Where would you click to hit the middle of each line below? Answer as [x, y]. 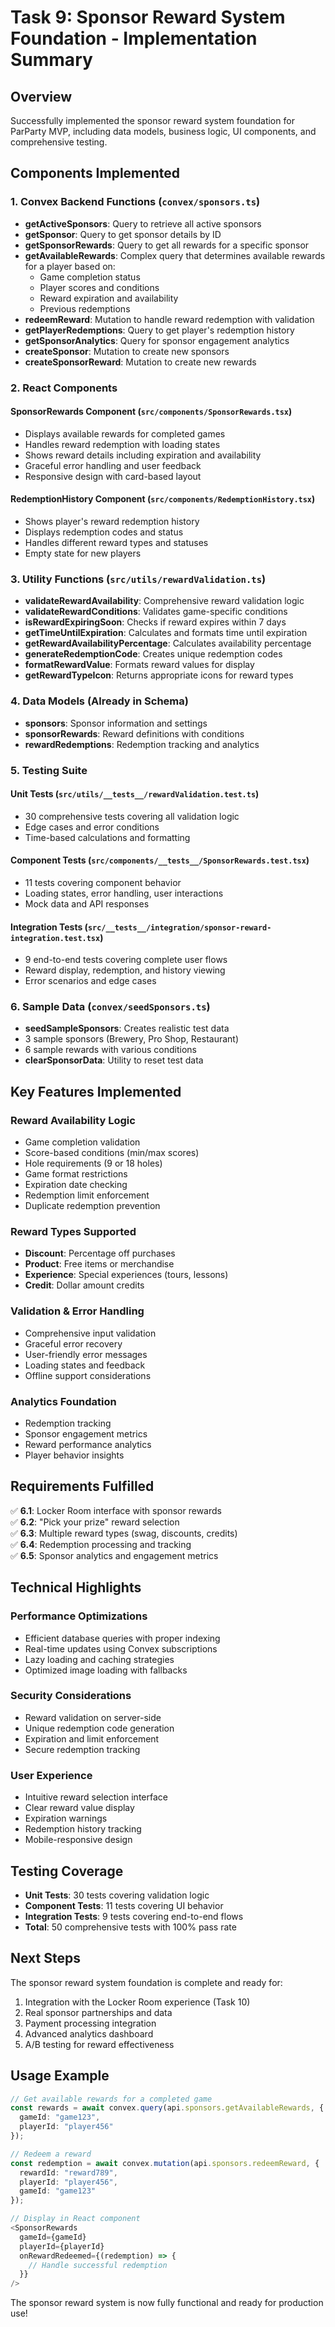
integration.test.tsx [55, 938]
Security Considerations [71, 1696]
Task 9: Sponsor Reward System [148, 17]
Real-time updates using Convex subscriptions [121, 1648]
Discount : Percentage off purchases [100, 1253]
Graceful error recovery [73, 1343]
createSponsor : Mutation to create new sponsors [127, 351]
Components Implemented [95, 173]
